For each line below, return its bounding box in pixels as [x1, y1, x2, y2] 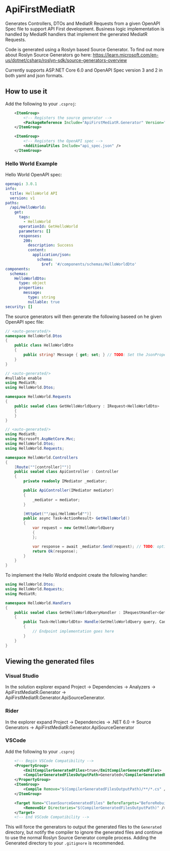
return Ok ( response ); [32, 549, 78, 554]
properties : [18, 286, 44, 291]
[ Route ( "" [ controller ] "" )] [14, 464, 71, 469]
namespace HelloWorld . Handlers [5, 601, 71, 606]
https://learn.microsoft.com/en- [93, 52, 159, 58]
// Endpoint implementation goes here [32, 629, 114, 634]
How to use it [5, 87, 48, 96]
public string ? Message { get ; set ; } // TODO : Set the [23, 352, 144, 358]
